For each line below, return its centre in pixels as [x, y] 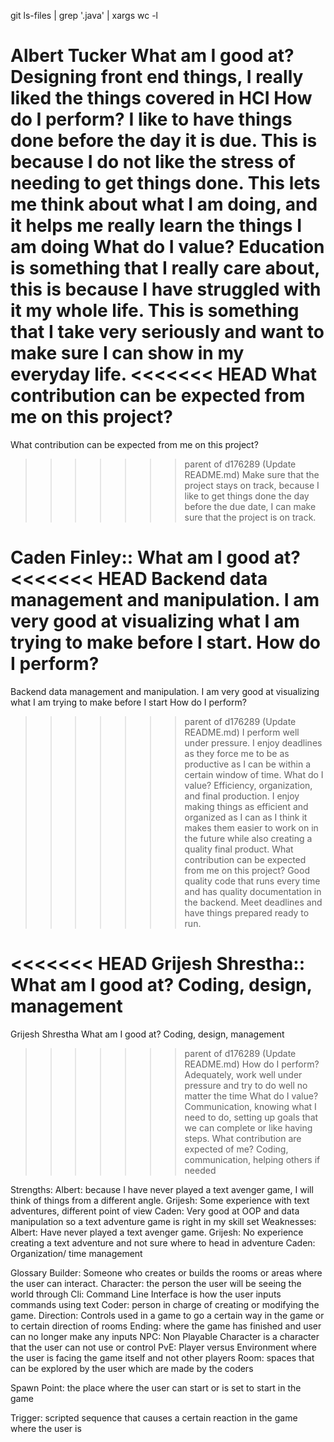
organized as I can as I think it [246, 817]
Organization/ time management [76, 1253]
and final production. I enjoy [242, 796]
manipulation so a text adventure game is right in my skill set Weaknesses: [163, 1221]
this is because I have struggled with [166, 289]
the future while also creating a [248, 838]
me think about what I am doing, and [164, 204]
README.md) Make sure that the [252, 474]
